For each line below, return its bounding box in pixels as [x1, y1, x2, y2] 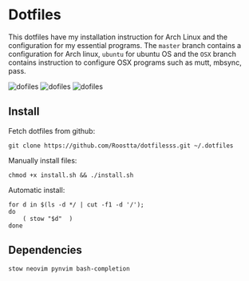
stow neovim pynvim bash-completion [8, 264, 130, 273]
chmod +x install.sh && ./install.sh [8, 171, 134, 179]
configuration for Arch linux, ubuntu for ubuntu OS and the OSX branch [8, 49, 237, 58]
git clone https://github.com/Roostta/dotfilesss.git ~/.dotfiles [8, 142, 234, 150]
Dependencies [8, 243, 82, 257]
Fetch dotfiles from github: [8, 126, 96, 135]
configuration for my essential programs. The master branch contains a [8, 40, 242, 50]
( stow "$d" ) [22, 215, 73, 223]
